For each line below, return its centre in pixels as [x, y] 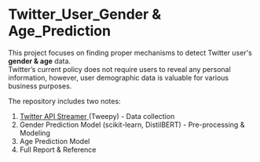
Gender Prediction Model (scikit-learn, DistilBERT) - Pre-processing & [132, 124]
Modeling [35, 133]
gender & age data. [40, 61]
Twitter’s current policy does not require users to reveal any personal [120, 69]
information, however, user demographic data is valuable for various [119, 77]
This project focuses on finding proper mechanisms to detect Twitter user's [130, 52]
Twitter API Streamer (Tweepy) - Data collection [97, 116]
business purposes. [40, 86]
